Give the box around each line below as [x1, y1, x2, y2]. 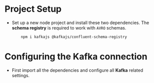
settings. [11, 72, 30, 78]
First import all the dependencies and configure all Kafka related [11, 67, 144, 73]
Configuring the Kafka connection [4, 51, 148, 62]
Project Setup [4, 3, 62, 15]
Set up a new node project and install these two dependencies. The [11, 20, 149, 26]
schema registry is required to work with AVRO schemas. [11, 25, 126, 30]
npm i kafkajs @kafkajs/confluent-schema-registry [21, 34, 127, 39]
